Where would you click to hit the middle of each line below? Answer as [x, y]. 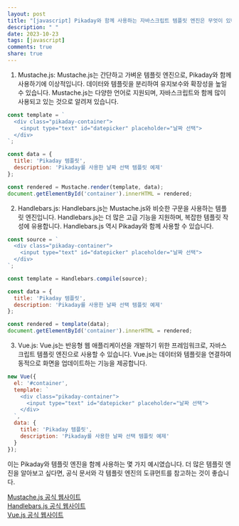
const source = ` [33, 239]
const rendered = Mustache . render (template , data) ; [85, 187]
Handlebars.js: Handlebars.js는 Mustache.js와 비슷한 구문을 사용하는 [116, 208]
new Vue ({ [22, 377]
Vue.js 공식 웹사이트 [36, 515]
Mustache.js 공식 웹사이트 [44, 497]
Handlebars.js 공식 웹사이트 [47, 505]
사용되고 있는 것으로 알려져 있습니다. [68, 101]
